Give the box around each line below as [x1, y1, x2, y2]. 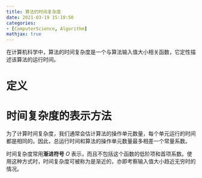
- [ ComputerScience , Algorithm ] [6, 25, 87, 32]
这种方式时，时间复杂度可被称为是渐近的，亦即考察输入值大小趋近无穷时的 [11, 158, 196, 165]
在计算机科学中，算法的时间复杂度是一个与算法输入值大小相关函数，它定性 [6, 49, 191, 56]
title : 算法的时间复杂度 [6, 8, 61, 15]
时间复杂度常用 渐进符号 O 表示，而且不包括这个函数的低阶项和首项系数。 [6, 150, 188, 158]
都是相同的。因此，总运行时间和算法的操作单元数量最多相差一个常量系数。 [6, 138, 191, 145]
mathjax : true [6, 31, 42, 37]
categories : [6, 20, 36, 26]
